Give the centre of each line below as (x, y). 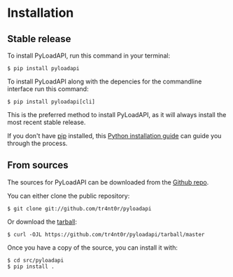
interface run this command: (48, 89)
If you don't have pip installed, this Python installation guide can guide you (114, 136)
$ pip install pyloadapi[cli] (51, 102)
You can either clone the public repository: (69, 196)
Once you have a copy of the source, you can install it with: (93, 248)
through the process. (37, 143)
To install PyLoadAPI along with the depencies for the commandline (105, 81)
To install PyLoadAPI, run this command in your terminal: (89, 55)
